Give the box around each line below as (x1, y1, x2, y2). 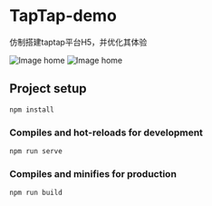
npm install (9, 105, 54, 114)
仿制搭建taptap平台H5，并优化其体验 (9, 36, 148, 47)
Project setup (9, 81, 88, 96)
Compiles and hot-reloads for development (9, 126, 204, 139)
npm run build (9, 188, 63, 198)
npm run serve (9, 147, 63, 156)
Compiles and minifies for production (9, 167, 177, 180)
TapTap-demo (9, 5, 118, 26)
